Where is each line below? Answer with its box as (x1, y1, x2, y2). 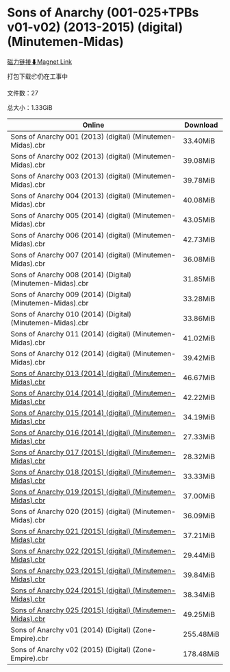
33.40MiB (183, 136, 216, 146)
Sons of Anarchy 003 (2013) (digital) (10, 171, 131, 181)
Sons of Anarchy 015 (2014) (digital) (10, 408, 131, 417)
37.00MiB (183, 491, 216, 500)
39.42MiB (183, 353, 216, 362)
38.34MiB (183, 590, 216, 599)
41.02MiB (183, 333, 216, 343)
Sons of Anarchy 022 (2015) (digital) (10, 546, 131, 555)
